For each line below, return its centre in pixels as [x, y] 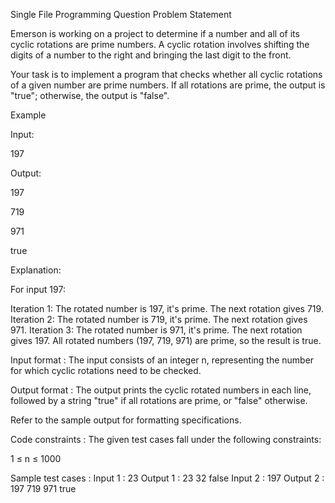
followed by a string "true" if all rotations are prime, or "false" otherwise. [159, 400]
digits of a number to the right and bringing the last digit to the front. [151, 55]
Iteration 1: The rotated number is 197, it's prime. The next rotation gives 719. [167, 308]
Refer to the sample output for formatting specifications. [126, 420]
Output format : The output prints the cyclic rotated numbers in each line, [161, 390]
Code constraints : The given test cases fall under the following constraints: [166, 439]
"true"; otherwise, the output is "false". [90, 95]
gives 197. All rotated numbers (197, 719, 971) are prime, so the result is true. [166, 340]
